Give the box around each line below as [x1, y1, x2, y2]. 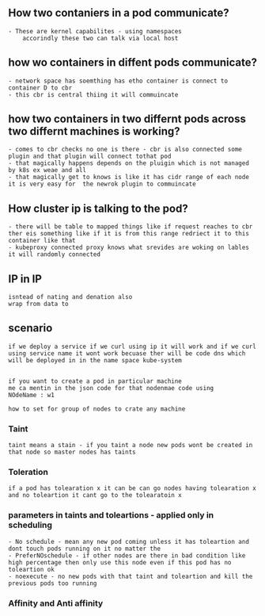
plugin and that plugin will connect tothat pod [8, 152, 172, 161]
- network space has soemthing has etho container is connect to [8, 77, 228, 85]
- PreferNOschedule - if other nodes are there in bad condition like [8, 551, 246, 560]
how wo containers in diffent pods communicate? [8, 55, 258, 70]
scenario [8, 321, 53, 335]
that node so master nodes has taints [8, 448, 136, 457]
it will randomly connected [8, 251, 101, 258]
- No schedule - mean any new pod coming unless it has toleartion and [8, 538, 249, 545]
